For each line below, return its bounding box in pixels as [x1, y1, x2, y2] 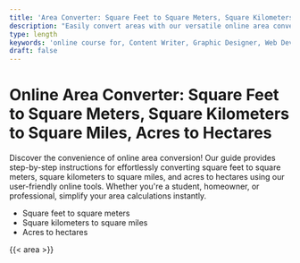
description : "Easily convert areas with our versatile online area [9, 21, 270, 30]
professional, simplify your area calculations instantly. [9, 191, 207, 201]
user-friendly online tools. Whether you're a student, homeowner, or [9, 181, 260, 192]
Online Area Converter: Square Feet [9, 85, 279, 106]
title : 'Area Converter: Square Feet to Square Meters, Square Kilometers [9, 13, 294, 22]
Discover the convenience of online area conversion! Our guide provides [9, 153, 276, 164]
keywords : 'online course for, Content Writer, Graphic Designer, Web [9, 38, 278, 47]
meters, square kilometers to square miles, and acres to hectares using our [9, 172, 286, 182]
